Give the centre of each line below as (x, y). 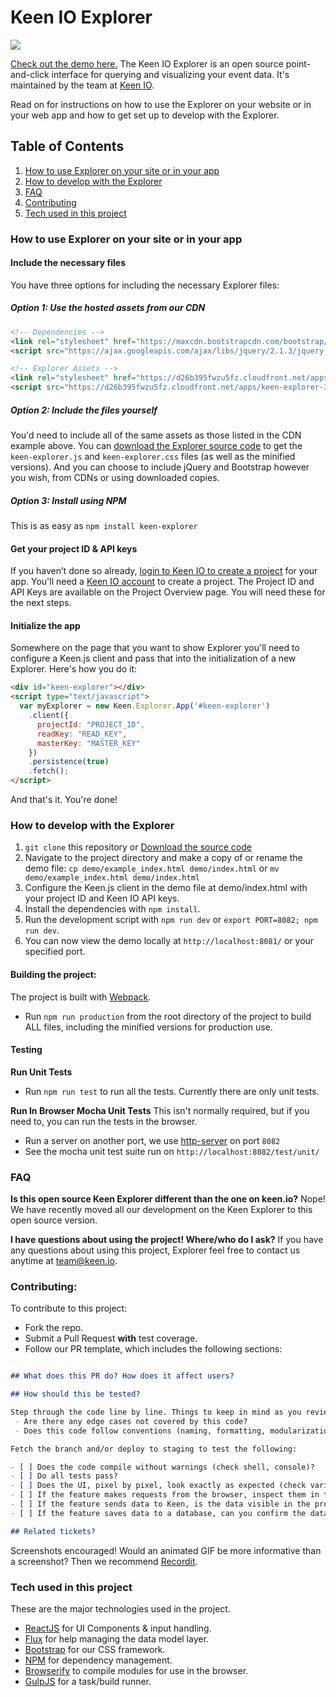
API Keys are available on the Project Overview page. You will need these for (168, 592)
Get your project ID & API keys (74, 548)
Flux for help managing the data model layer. (116, 1639)
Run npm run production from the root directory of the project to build (168, 1016)
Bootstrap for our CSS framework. (95, 1650)
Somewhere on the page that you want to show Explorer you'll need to (155, 648)
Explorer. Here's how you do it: (73, 669)
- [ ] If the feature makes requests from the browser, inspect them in (165, 1495)
